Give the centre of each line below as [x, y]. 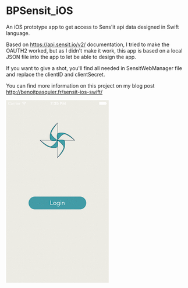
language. [18, 33]
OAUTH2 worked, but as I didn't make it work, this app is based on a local [94, 50]
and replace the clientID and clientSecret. [56, 74]
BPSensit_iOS [40, 11]
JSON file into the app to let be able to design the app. [71, 57]
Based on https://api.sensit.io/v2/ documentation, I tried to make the [88, 44]
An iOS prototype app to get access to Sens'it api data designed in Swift [93, 27]
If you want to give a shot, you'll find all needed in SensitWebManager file [94, 68]
